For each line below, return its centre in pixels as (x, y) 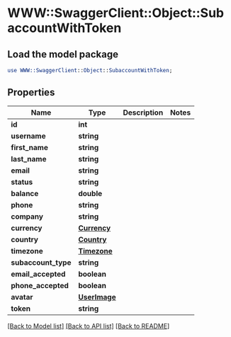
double (90, 193)
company (27, 216)
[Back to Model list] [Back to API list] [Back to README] (89, 326)
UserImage (97, 297)
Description (143, 113)
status (22, 182)
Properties (31, 92)
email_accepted (38, 274)
